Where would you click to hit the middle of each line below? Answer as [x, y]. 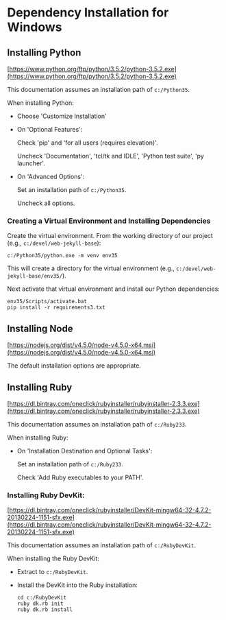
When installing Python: [40, 103]
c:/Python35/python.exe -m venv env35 [62, 256]
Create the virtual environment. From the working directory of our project [110, 236]
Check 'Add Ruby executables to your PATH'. [80, 477]
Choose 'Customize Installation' [62, 116]
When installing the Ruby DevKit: [53, 559]
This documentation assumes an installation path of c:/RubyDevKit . [102, 545]
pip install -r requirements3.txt [56, 308]
